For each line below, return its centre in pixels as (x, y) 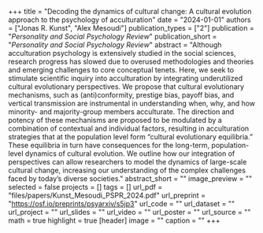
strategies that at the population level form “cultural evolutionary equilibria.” (131, 137)
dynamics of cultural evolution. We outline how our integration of (130, 153)
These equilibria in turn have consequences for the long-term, (109, 145)
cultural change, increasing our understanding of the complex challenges (127, 170)
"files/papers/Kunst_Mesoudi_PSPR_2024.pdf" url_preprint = (107, 195)
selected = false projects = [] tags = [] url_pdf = (85, 187)
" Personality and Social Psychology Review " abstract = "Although (115, 45)
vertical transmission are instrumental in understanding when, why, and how (132, 103)
